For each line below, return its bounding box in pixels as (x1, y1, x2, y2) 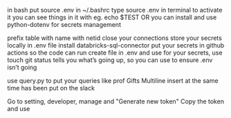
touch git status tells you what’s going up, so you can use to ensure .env (7, 56, 213, 64)
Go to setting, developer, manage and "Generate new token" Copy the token (7, 97, 225, 106)
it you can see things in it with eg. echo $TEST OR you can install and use (7, 13, 217, 21)
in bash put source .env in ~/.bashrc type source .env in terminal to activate (7, 6, 223, 14)
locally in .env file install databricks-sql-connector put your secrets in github (7, 41, 225, 49)
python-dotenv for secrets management (7, 21, 121, 28)
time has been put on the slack (7, 84, 95, 92)
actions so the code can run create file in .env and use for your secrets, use (7, 48, 223, 57)
